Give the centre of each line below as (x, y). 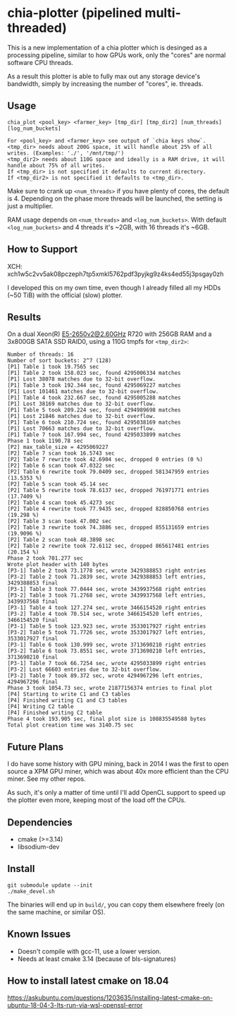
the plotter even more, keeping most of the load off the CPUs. (97, 800)
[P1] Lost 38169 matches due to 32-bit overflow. (82, 404)
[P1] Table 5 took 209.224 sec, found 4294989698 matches (94, 410)
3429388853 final (33, 583)
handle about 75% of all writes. (56, 165)
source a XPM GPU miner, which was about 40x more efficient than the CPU (118, 772)
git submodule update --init (50, 885)
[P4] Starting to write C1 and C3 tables (69, 694)
